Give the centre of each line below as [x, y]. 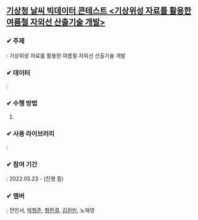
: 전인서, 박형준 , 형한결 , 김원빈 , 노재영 [51, 210]
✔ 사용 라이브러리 [30, 134]
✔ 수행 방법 [22, 103]
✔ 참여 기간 [22, 164]
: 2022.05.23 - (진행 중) [35, 179]
